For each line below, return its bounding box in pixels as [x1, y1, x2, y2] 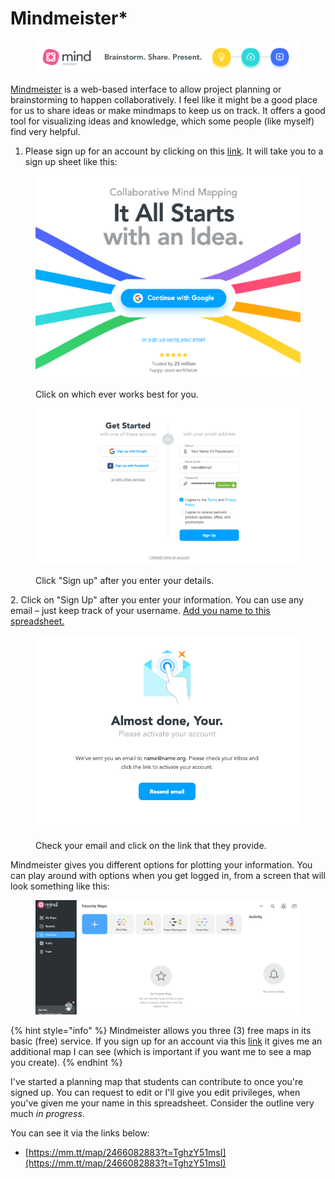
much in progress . [10, 1108, 85, 1120]
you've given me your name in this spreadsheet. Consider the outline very [10, 1097, 315, 1109]
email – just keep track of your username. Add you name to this [10, 604, 271, 616]
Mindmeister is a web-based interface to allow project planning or [10, 83, 282, 96]
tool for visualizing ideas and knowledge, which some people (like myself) [10, 115, 315, 127]
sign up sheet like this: [24, 156, 118, 168]
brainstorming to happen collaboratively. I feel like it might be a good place [10, 94, 318, 106]
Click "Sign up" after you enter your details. [35, 574, 215, 586]
